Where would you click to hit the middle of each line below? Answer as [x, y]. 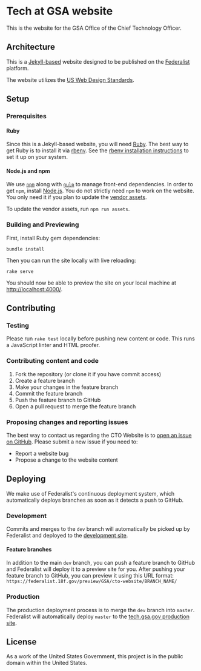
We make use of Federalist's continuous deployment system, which [91, 493]
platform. [18, 68]
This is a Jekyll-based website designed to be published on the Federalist [98, 61]
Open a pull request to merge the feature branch [75, 406]
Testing [18, 326]
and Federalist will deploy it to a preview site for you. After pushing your [96, 569]
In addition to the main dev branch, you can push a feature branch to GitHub [101, 563]
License [21, 642]
